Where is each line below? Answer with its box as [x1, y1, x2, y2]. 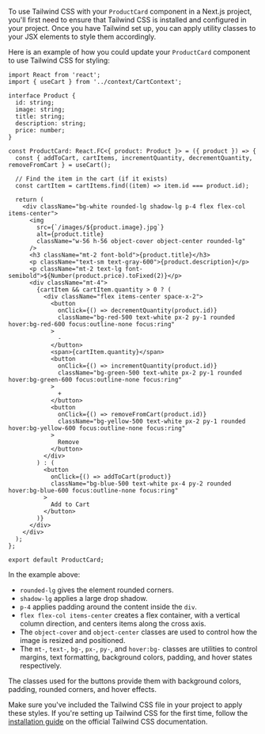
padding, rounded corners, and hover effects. [8, 685, 157, 694]
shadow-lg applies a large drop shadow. [19, 594, 148, 603]
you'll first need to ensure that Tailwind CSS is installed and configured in [8, 15, 247, 25]
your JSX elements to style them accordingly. [8, 32, 157, 41]
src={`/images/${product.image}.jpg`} [36, 223, 165, 231]
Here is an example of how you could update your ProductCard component [8, 48, 251, 56]
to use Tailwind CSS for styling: [8, 55, 111, 65]
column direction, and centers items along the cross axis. [19, 619, 206, 628]
